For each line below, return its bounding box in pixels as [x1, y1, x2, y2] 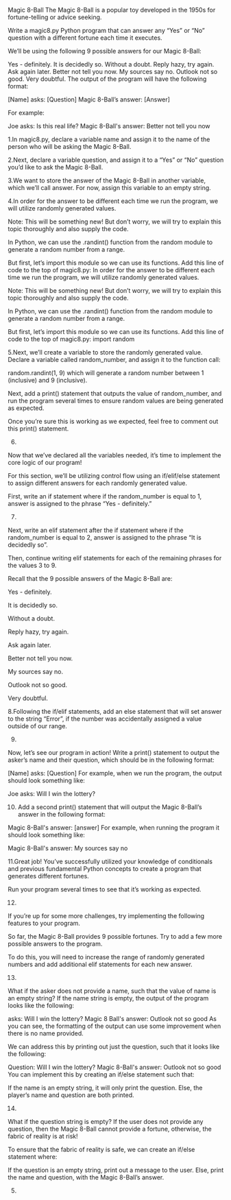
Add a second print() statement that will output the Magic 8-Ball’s [17, 803, 202, 811]
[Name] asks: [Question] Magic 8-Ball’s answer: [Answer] [8, 95, 171, 104]
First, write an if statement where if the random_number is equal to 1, [8, 492, 202, 500]
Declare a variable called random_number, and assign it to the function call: [8, 356, 221, 363]
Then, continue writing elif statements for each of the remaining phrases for [8, 554, 222, 562]
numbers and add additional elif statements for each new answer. [8, 960, 193, 968]
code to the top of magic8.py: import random [8, 335, 135, 343]
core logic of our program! [8, 459, 82, 466]
